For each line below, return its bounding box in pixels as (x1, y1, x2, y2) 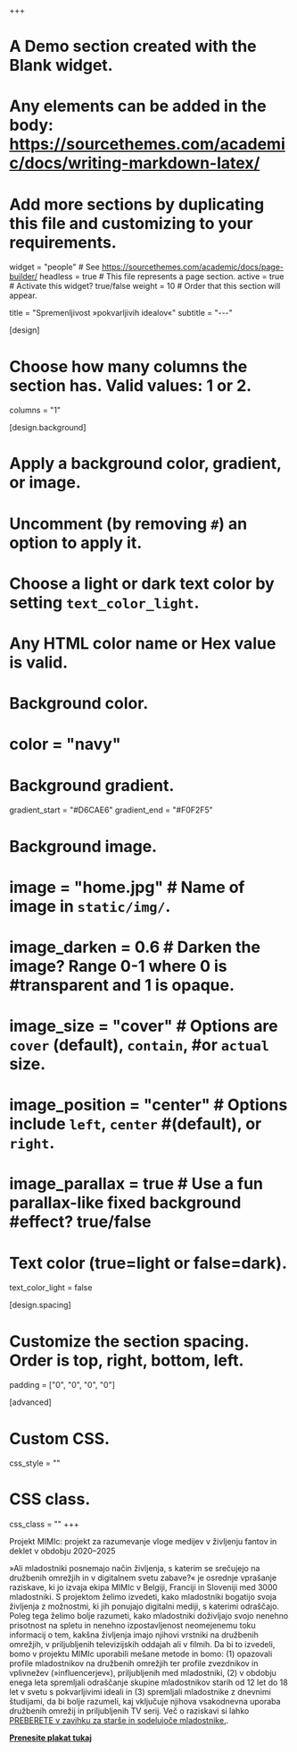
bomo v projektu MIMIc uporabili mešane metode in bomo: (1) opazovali (9, 1648, 273, 1660)
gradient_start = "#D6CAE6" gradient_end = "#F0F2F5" (9, 804, 214, 815)
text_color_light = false (9, 1282, 93, 1293)
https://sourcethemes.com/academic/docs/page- (101, 261, 284, 273)
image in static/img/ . (9, 896, 171, 916)
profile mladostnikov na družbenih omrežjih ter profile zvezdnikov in (9, 1658, 259, 1669)
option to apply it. (9, 532, 143, 553)
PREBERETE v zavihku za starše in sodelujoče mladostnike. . (9, 1715, 229, 1726)
